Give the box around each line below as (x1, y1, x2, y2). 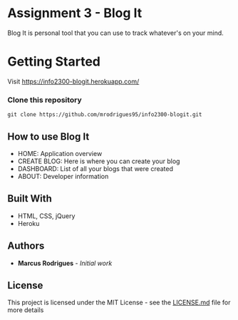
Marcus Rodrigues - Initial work (17, 259, 113, 267)
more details (7, 306, 44, 314)
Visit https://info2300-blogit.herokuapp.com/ (7, 77, 140, 86)
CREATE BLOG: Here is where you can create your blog (17, 157, 180, 165)
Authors (7, 240, 45, 252)
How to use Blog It (7, 130, 90, 143)
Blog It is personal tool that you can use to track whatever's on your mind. (7, 29, 224, 37)
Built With (7, 192, 52, 205)
